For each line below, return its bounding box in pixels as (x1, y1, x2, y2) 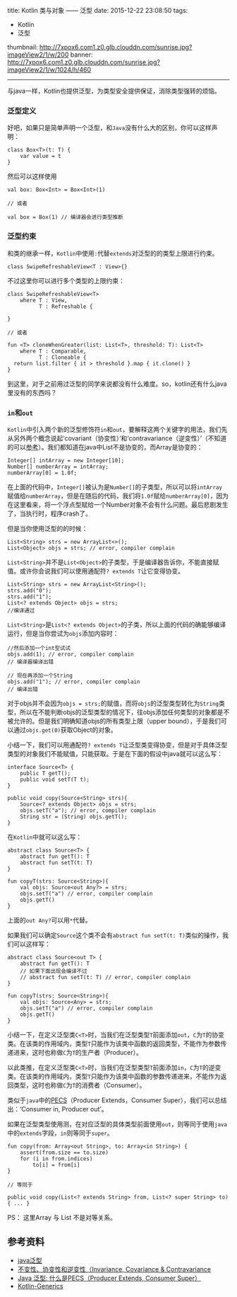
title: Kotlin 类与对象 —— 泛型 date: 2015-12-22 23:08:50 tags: (7, 6, 188, 14)
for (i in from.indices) (20, 1155, 93, 1162)
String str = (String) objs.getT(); (20, 813, 128, 820)
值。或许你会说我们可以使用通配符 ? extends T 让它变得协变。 (7, 566, 185, 575)
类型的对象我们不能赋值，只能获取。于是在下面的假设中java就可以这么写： (7, 749, 224, 758)
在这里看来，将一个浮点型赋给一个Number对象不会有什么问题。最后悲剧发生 (7, 500, 229, 508)
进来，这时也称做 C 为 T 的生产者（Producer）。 (13, 1048, 142, 1056)
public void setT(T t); (20, 776, 90, 783)
